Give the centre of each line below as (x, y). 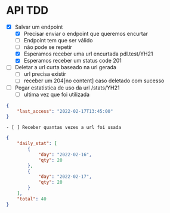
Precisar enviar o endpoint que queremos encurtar (86, 34)
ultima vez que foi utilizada (57, 94)
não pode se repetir (48, 47)
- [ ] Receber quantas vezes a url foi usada (64, 128)
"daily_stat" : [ (37, 144)
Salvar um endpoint (39, 27)
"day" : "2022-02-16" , (65, 155)
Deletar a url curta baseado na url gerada (65, 67)
